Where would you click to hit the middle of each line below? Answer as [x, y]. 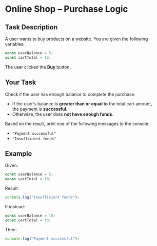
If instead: [15, 207]
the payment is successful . [40, 109]
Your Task [21, 83]
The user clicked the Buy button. [38, 67]
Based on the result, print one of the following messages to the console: [77, 123]
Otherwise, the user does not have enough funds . [63, 114]
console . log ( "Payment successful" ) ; [42, 239]
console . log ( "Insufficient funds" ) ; [42, 197]
